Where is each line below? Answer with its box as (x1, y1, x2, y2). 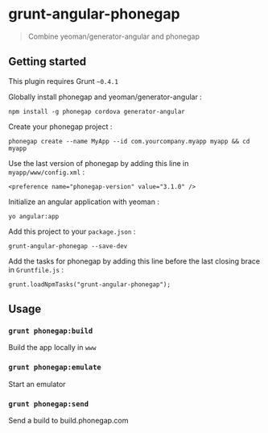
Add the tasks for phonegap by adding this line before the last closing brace (8, 256, 261, 266)
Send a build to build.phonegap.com (8, 416, 129, 426)
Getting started (8, 55, 87, 69)
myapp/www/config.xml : (8, 167, 85, 177)
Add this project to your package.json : (8, 227, 136, 236)
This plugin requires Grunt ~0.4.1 (8, 76, 119, 85)
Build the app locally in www (8, 343, 97, 352)
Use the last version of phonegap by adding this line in (8, 158, 189, 168)
